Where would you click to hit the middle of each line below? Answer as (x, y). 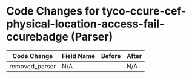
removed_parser (33, 66)
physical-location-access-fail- (85, 24)
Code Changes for (53, 11)
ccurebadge (37, 37)
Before (111, 56)
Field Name (78, 56)
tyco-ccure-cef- (144, 11)
